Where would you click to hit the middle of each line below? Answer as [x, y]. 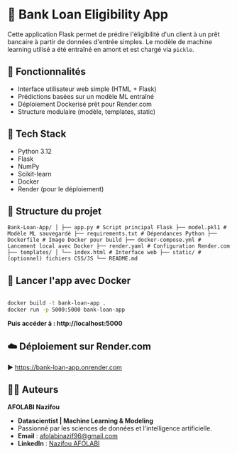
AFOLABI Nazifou [34, 407]
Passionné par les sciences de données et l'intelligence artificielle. [115, 428]
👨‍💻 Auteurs [33, 390]
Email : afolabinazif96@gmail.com [68, 435]
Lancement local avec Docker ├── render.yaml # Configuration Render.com [119, 246]
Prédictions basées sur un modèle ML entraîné [86, 96]
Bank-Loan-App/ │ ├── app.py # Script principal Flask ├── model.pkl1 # [117, 228]
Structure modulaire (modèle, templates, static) [87, 111]
